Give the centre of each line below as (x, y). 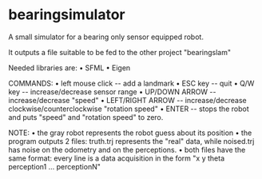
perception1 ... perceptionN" (55, 166)
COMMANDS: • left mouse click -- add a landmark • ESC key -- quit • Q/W (131, 83)
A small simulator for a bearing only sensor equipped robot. (106, 37)
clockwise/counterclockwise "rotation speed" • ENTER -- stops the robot (129, 109)
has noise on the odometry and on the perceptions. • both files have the (127, 149)
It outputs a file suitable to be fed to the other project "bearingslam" (120, 52)
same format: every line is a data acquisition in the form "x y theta (117, 158)
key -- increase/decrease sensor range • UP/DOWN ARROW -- (112, 91)
